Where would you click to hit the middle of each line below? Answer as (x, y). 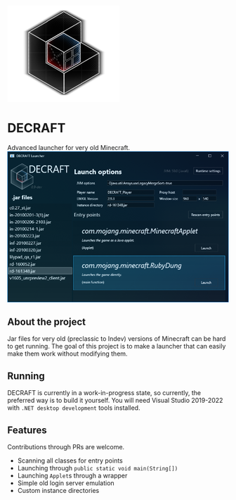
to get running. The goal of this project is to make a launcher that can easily (117, 346)
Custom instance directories (58, 491)
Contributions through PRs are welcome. (66, 447)
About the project (47, 322)
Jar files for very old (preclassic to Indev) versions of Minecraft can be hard (117, 339)
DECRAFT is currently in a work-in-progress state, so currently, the (104, 393)
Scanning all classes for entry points (70, 461)
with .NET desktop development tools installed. (74, 408)
